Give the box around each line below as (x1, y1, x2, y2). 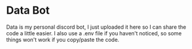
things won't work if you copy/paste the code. (6, 36, 120, 43)
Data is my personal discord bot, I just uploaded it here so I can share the (6, 23, 187, 30)
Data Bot (6, 4, 50, 17)
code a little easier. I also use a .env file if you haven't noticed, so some (6, 29, 182, 36)
